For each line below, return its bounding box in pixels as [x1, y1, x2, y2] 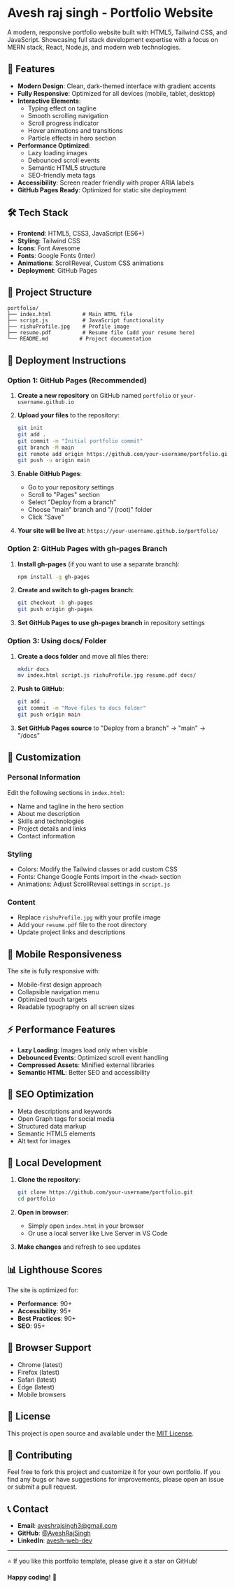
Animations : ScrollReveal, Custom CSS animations [17, 259, 164, 267]
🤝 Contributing [7, 1450, 73, 1461]
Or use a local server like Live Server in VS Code [27, 1229, 168, 1238]
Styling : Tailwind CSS [17, 236, 80, 245]
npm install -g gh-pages [17, 573, 90, 580]
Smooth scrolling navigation [27, 111, 108, 120]
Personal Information [7, 773, 80, 782]
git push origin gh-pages [17, 606, 93, 613]
